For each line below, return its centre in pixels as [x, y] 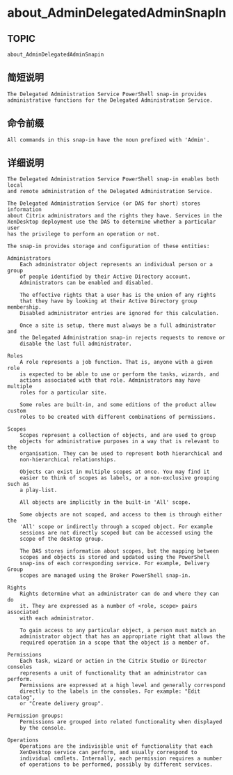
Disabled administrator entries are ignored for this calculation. [119, 314]
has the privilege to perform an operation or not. [83, 234]
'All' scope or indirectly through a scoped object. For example [116, 527]
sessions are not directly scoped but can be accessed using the [116, 533]
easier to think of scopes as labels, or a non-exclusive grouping [119, 478]
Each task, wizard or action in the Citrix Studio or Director [113, 661]
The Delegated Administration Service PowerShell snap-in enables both [113, 179]
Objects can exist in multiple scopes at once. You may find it [115, 472]
